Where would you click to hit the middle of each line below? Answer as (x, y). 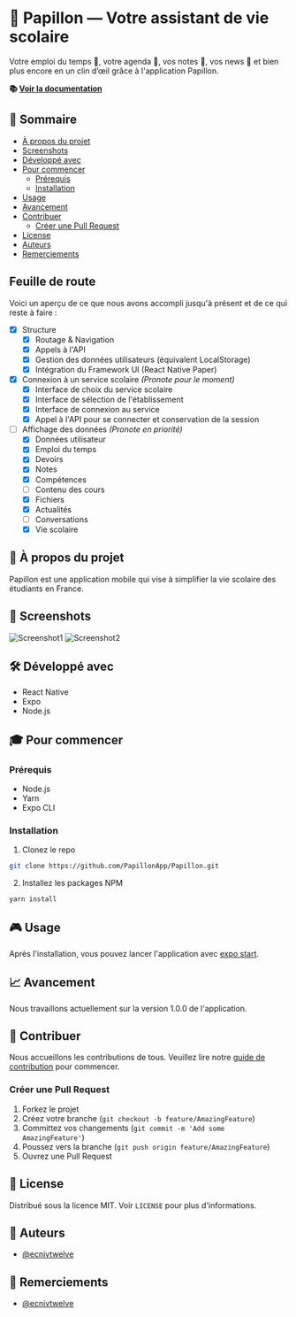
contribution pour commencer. (65, 1067)
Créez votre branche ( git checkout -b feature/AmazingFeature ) (139, 1118)
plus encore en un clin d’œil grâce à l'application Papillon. (114, 71)
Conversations (61, 519)
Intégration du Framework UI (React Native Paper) (126, 369)
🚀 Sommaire (43, 120)
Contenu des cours (70, 489)
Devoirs (49, 459)
